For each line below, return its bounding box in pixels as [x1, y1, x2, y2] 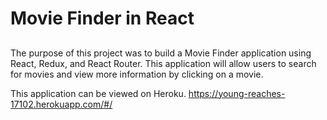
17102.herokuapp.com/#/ [10, 98, 113, 110]
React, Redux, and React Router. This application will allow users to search [10, 57, 317, 69]
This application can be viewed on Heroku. [10, 87, 187, 99]
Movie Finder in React [10, 7, 195, 30]
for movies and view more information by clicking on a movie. [10, 68, 264, 80]
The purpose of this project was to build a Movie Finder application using [10, 47, 312, 59]
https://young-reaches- [188, 87, 286, 99]
